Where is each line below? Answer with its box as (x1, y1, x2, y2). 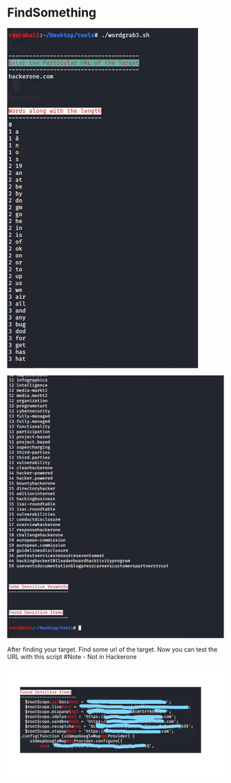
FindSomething (7, 5, 97, 21)
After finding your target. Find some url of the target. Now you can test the (7, 645, 218, 654)
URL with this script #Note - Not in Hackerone (7, 653, 137, 661)
